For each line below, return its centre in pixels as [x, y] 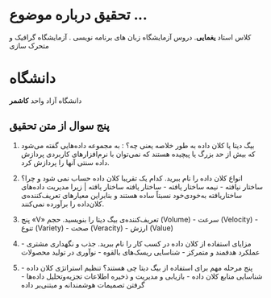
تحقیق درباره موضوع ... [78, 15]
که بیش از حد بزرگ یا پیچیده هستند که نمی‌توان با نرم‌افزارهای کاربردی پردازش [138, 154]
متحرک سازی [29, 45]
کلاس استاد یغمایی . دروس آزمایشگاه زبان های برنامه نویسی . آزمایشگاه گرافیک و [130, 37]
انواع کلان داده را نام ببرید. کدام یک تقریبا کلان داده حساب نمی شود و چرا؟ [131, 178]
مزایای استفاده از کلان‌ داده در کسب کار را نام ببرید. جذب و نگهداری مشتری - [136, 243]
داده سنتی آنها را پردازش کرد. [65, 162]
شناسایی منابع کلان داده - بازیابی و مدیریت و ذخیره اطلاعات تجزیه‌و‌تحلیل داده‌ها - [142, 276]
